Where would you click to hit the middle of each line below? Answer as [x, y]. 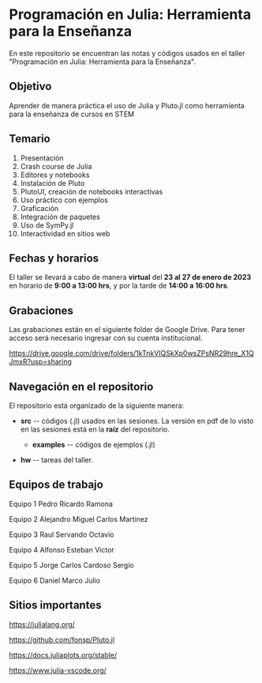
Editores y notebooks [55, 175]
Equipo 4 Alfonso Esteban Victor [62, 549]
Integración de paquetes [60, 217]
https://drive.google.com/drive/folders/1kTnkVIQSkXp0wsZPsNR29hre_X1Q [132, 353]
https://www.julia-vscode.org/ [58, 670]
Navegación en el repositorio [81, 386]
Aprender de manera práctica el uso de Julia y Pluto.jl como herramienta [127, 105]
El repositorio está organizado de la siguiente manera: [97, 406]
